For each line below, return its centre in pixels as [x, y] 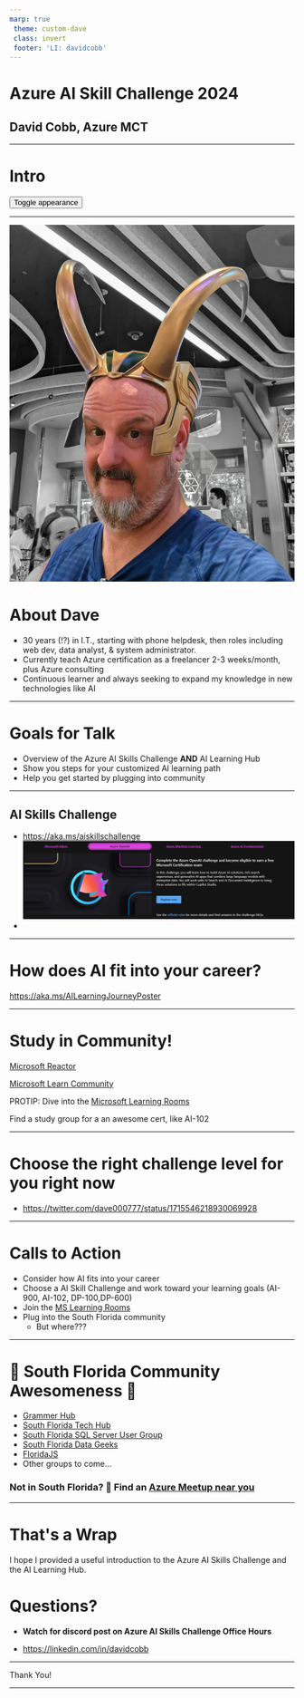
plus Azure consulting [63, 669]
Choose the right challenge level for [147, 1163]
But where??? [62, 1327]
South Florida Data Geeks [70, 1444]
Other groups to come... [67, 1464]
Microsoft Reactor [43, 1066]
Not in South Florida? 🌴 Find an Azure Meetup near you [132, 1488]
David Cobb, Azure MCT [79, 127]
